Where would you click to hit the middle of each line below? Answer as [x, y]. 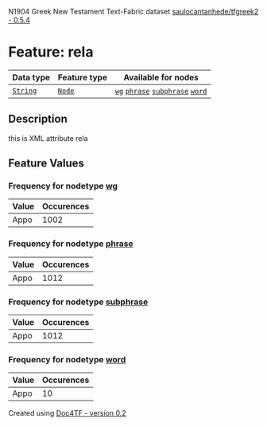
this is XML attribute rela [48, 138]
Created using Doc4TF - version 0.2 [68, 413]
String [25, 90]
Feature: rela [51, 52]
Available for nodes [161, 77]
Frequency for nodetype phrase [71, 244]
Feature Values [46, 164]
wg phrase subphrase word [161, 91]
